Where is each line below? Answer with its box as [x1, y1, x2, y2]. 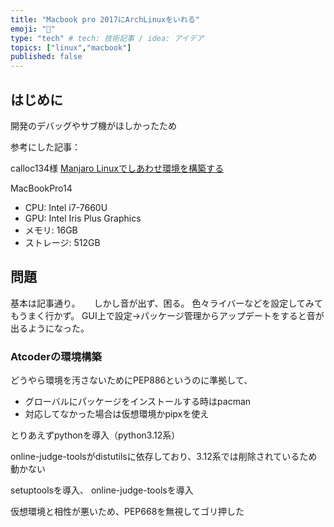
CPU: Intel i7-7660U [24, 201, 108, 213]
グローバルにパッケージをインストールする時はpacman [24, 396, 252, 408]
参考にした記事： [10, 141, 81, 153]
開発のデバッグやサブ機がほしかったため [10, 119, 177, 131]
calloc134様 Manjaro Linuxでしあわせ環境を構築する [10, 162, 224, 174]
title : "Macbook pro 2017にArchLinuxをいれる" [10, 14, 200, 25]
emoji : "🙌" [10, 24, 56, 34]
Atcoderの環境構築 [10, 349, 102, 363]
